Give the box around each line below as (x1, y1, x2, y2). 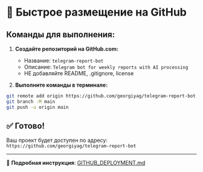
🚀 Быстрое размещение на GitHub (6, 5, 187, 19)
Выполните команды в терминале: (14, 81, 108, 88)
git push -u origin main (6, 104, 69, 110)
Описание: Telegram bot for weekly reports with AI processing (24, 63, 188, 70)
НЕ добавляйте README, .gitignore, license (24, 70, 134, 77)
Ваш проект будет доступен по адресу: (6, 137, 108, 144)
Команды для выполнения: (6, 29, 115, 40)
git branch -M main (6, 99, 56, 105)
